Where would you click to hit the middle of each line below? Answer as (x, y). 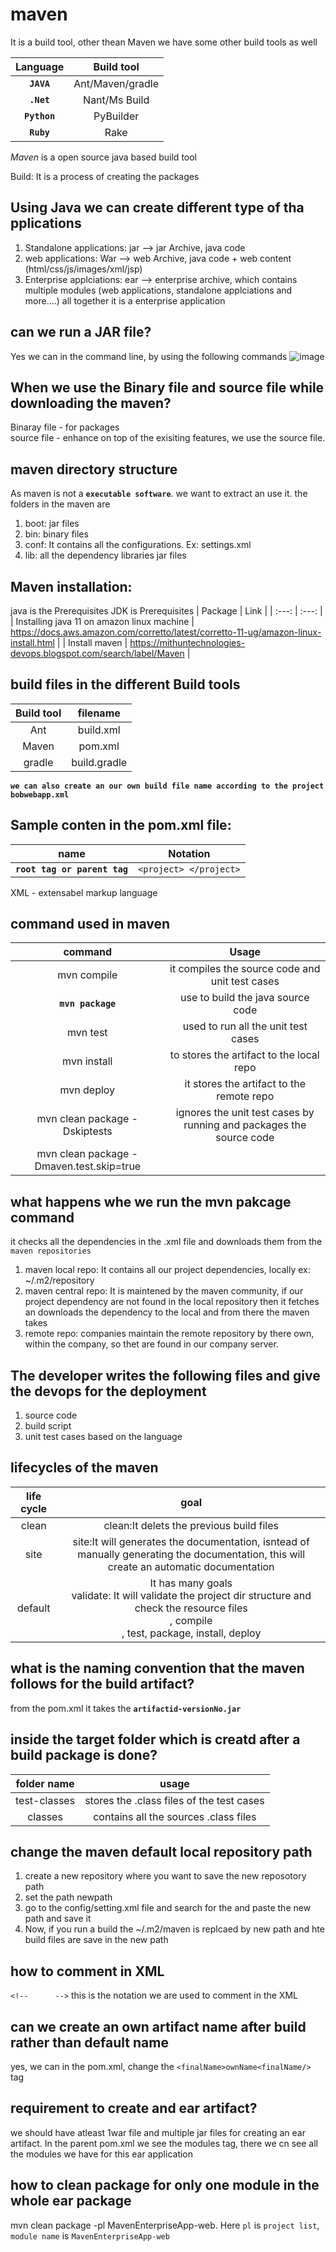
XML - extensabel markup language (84, 892)
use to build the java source (245, 998)
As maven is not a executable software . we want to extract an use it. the (159, 494)
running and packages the (245, 1125)
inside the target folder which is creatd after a (155, 1739)
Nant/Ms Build (116, 100)
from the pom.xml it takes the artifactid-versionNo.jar (126, 1708)
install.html (32, 642)
